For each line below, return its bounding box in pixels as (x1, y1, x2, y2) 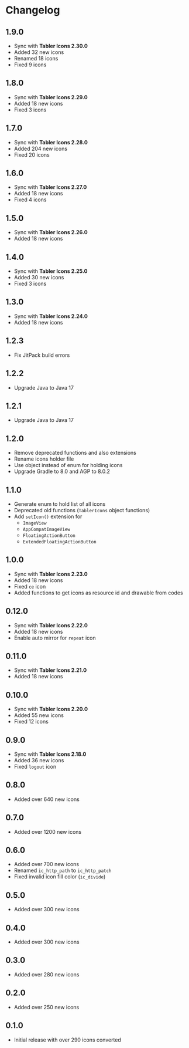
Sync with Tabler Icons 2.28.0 (13, 138, 88, 146)
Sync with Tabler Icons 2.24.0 (13, 312, 88, 320)
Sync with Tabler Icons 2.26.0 (13, 229, 88, 236)
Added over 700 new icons (13, 861, 80, 868)
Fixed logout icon (13, 763, 57, 770)
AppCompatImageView (22, 526, 71, 532)
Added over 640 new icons (13, 796, 80, 803)
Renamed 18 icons (13, 55, 59, 62)
